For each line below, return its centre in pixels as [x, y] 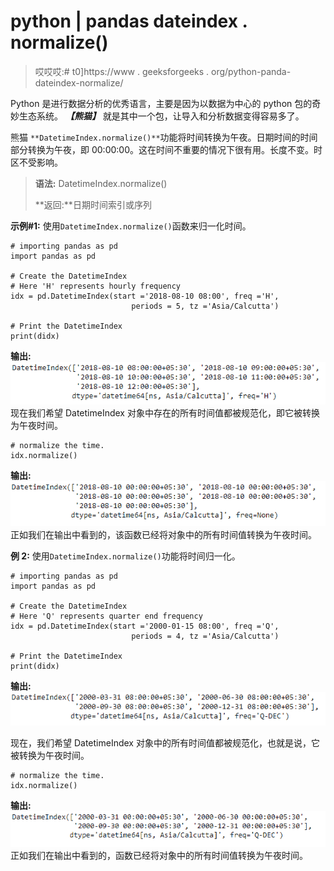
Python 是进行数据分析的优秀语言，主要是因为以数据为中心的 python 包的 [161, 103]
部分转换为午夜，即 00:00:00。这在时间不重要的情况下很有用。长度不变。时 [166, 149]
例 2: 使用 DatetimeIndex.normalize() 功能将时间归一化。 [125, 556]
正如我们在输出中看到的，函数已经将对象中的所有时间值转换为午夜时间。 [159, 855]
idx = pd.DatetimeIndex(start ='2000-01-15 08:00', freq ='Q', [145, 626]
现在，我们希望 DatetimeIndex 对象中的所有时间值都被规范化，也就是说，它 [165, 742]
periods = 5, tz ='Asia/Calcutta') [205, 306]
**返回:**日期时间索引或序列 [93, 204]
